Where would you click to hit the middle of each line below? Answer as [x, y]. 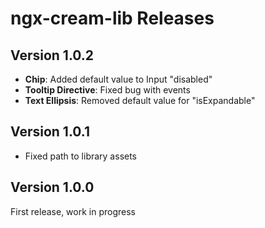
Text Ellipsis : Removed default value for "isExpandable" [140, 100]
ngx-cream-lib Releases [112, 18]
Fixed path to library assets [81, 156]
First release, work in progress [73, 211]
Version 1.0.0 [52, 187]
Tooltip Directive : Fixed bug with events [107, 90]
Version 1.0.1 [50, 132]
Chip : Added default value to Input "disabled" [118, 79]
